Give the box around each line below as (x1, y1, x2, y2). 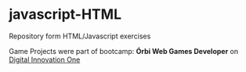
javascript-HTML (9, 5, 122, 23)
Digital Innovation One (9, 55, 81, 64)
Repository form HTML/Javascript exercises (9, 31, 151, 41)
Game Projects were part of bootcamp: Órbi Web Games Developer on (9, 46, 238, 56)
